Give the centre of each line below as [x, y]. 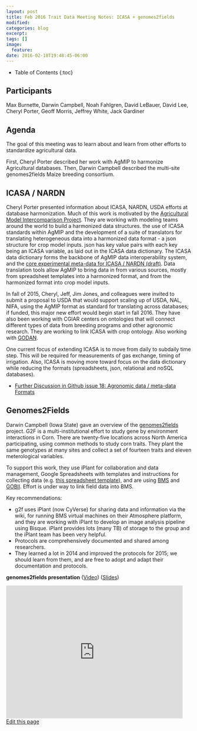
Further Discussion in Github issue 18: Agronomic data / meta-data [95, 386]
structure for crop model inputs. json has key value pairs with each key [92, 245]
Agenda [21, 130]
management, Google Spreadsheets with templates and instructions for [93, 474]
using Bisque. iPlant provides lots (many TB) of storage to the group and [102, 528]
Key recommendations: [34, 498]
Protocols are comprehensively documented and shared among [92, 540]
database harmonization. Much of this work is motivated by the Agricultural [97, 214]
